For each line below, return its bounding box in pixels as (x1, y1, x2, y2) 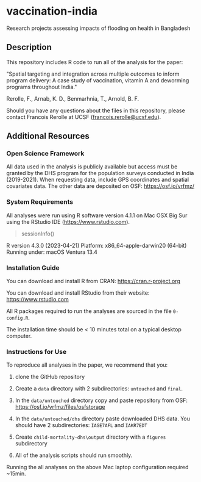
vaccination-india (6, 4, 98, 18)
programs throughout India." (6, 83, 77, 90)
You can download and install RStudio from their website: (6, 289, 150, 297)
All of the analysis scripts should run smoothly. (15, 451, 133, 459)
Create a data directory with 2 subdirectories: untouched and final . (15, 385, 183, 392)
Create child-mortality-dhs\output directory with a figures (15, 433, 166, 441)
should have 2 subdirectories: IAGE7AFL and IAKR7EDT (15, 422, 147, 429)
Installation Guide (6, 264, 60, 272)
